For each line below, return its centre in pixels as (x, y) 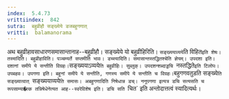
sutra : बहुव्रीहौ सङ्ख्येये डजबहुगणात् (47, 26)
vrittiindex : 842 (33, 20)
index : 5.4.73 (29, 13)
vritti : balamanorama (39, 32)
